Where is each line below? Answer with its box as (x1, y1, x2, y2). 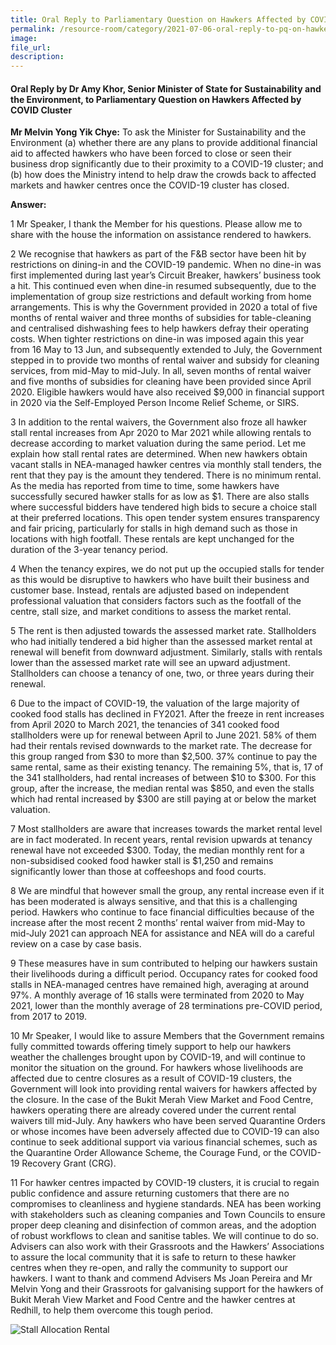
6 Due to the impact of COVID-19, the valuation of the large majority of (10, 697, 300, 710)
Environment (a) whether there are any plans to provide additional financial (10, 137, 318, 149)
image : (10, 33, 38, 43)
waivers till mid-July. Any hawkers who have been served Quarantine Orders (10, 1115, 326, 1127)
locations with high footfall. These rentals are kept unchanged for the (10, 533, 295, 545)
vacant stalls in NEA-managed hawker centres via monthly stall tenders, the (10, 459, 323, 471)
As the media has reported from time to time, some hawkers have (10, 480, 280, 492)
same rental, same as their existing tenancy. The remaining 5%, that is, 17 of (10, 761, 324, 773)
